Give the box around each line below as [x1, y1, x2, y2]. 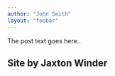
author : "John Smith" [7, 10, 72, 18]
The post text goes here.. [7, 36, 82, 45]
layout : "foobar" [7, 17, 59, 24]
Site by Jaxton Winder [7, 57, 108, 69]
